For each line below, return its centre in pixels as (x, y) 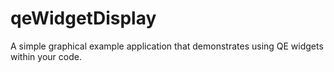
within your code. (46, 56)
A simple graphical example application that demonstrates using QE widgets (167, 46)
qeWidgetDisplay (83, 18)
